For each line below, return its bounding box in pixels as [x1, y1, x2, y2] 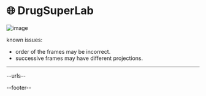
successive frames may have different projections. [15, 54, 143, 62]
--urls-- [6, 72, 26, 79]
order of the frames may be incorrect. [15, 48, 111, 55]
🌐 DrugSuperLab [6, 4, 94, 18]
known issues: [6, 36, 43, 43]
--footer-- [6, 84, 32, 91]
